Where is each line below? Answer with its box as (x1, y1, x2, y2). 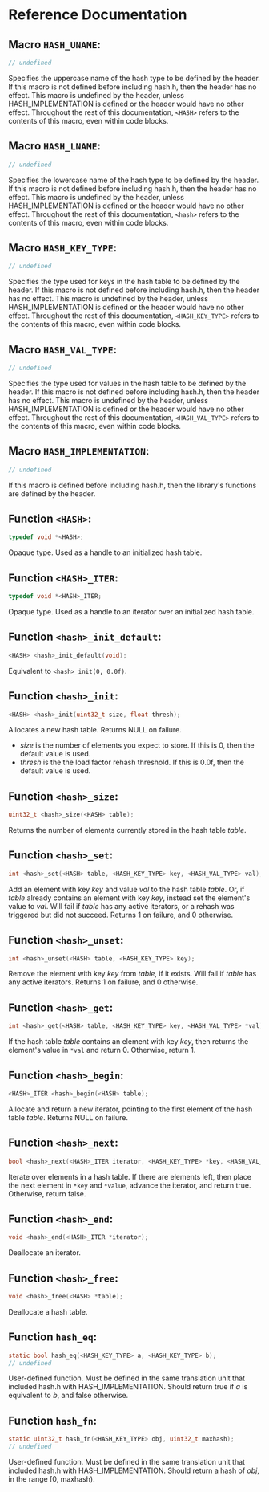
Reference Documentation (8, 6, 187, 24)
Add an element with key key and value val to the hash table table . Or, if (8, 884, 245, 894)
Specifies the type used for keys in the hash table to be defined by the (8, 277, 240, 287)
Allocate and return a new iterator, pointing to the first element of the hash (8, 1104, 253, 1114)
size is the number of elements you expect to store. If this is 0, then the (19, 740, 255, 750)
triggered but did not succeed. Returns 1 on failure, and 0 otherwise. (8, 910, 234, 919)
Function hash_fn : (8, 1413, 98, 1427)
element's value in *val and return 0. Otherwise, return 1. (8, 1046, 196, 1055)
